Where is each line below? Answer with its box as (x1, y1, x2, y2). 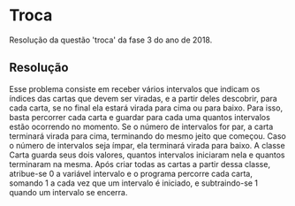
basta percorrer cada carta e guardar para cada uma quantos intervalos (9, 111, 271, 122)
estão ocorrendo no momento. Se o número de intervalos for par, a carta (9, 121, 274, 132)
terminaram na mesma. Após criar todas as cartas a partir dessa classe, (9, 158, 271, 169)
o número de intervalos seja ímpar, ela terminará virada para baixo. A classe (9, 140, 285, 150)
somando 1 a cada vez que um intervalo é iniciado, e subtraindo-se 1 (9, 178, 259, 188)
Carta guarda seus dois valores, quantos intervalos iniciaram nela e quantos (9, 149, 285, 160)
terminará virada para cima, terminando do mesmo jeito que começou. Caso (9, 130, 287, 141)
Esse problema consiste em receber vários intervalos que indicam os (9, 83, 261, 94)
